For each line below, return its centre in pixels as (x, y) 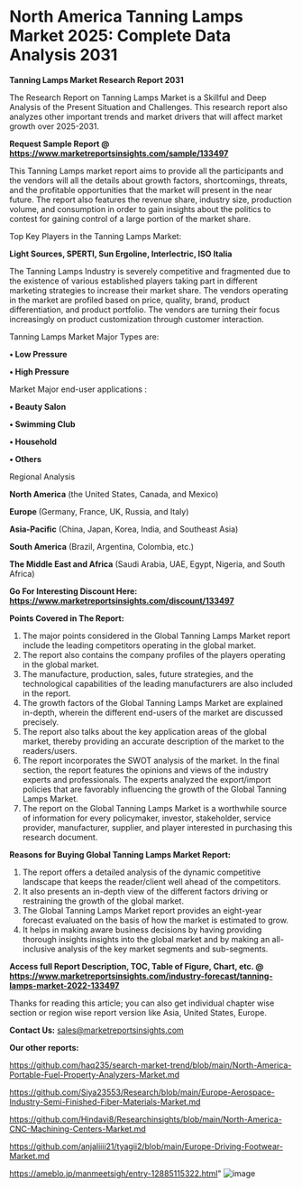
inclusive (39, 949)
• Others (26, 459)
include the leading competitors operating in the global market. (139, 645)
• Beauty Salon (38, 406)
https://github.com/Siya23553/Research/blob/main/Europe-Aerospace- (142, 1092)
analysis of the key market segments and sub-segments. (163, 949)
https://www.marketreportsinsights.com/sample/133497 (119, 153)
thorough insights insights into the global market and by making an (146, 939)
